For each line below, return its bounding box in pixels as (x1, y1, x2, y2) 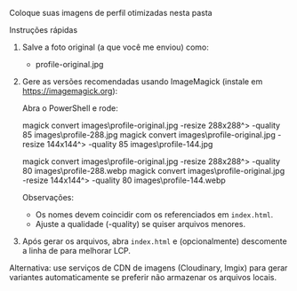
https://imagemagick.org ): (21, 86, 118, 96)
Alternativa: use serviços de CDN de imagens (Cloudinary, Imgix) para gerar (9, 263, 288, 273)
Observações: (21, 193, 74, 202)
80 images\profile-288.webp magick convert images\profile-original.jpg (21, 166, 285, 176)
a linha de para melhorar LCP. (21, 246, 132, 256)
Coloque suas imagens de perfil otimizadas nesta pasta (9, 8, 213, 18)
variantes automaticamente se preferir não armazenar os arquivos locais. (9, 272, 277, 282)
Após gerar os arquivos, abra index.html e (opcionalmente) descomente (21, 236, 287, 247)
